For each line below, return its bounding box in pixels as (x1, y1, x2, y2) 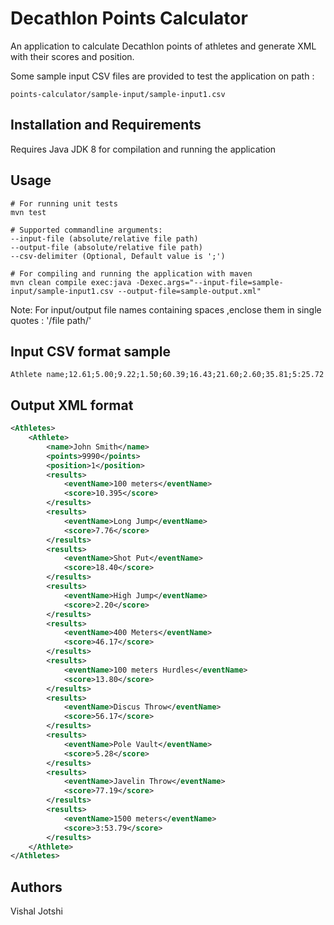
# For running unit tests (10, 198, 118, 209)
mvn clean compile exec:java (10, 277, 132, 287)
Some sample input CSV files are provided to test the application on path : (10, 70, 315, 82)
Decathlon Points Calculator (10, 7, 248, 30)
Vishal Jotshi (10, 905, 63, 917)
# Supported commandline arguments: (10, 225, 163, 235)
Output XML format (10, 397, 134, 414)
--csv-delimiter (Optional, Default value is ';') (10, 251, 226, 261)
